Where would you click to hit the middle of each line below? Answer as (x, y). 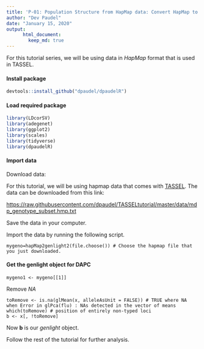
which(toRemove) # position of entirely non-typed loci (79, 311)
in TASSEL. (20, 64)
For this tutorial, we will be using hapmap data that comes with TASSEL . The (102, 186)
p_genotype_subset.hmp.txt (41, 211)
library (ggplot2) (28, 130)
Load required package (36, 105)
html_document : (42, 35)
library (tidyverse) (31, 141)
